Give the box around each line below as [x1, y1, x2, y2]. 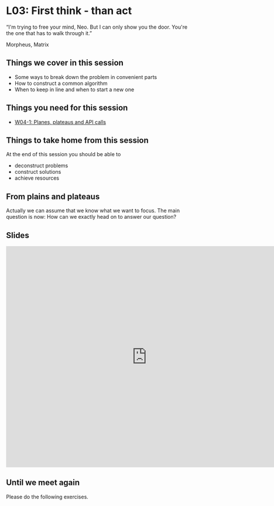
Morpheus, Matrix [6, 41, 49, 48]
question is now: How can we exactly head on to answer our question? [6, 214, 177, 221]
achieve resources [14, 174, 60, 182]
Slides [6, 230, 29, 240]
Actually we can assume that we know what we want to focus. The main [6, 207, 180, 214]
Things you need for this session [6, 103, 128, 113]
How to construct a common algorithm [14, 80, 108, 87]
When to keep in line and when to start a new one [14, 86, 135, 93]
